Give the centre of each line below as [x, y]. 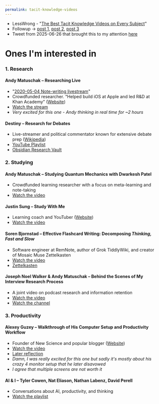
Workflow [15, 332]
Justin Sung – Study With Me [35, 206]
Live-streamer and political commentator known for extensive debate [82, 134]
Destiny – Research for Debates [38, 123]
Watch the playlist [30, 397]
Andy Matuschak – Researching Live [43, 81]
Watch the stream [30, 107]
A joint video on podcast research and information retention [72, 292]
